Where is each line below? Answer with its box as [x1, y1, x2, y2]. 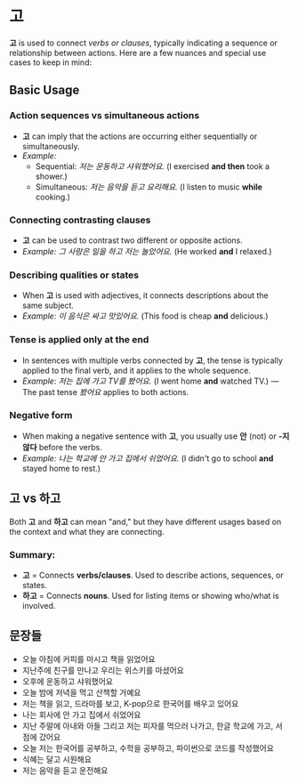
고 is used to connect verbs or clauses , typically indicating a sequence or [9, 37, 278, 48]
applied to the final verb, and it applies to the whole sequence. [21, 365, 252, 376]
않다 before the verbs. [21, 441, 102, 452]
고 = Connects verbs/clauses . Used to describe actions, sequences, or [21, 570, 285, 580]
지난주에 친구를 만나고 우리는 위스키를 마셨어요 [21, 665, 184, 675]
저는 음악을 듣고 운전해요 [21, 764, 109, 775]
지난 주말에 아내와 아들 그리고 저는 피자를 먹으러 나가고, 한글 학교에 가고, [21, 720, 274, 731]
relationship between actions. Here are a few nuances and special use [9, 47, 267, 58]
